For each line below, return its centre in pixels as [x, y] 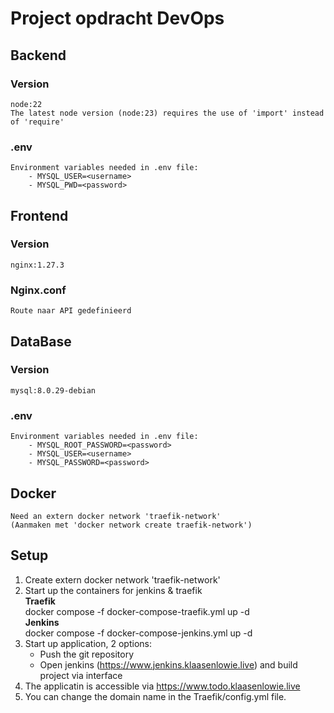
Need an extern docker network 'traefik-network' [116, 516]
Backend [38, 55]
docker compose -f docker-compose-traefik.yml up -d [137, 611]
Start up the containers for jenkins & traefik [113, 590]
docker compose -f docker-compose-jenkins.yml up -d [138, 633]
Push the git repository [87, 654]
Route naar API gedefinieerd [71, 311]
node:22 [26, 104]
